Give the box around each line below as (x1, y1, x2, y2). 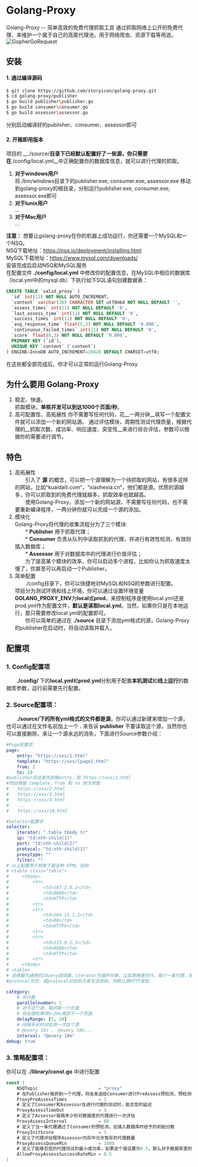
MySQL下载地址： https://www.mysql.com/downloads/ (6, 254, 138, 262)
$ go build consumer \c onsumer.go (6, 104, 88, 110)
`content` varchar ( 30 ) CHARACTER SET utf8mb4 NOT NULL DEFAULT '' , (11, 299, 181, 305)
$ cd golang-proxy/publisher (6, 93, 78, 99)
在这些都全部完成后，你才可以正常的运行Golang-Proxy (6, 360, 138, 367)
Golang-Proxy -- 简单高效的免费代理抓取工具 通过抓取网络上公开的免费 (6, 24, 178, 31)
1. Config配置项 (6, 662, 50, 670)
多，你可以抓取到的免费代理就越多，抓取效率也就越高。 (14, 491, 149, 498)
